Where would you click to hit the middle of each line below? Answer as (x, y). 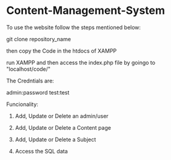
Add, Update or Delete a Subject (55, 139)
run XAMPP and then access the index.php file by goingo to (81, 62)
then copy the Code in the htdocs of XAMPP (62, 51)
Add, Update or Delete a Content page (63, 127)
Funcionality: (22, 104)
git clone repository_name (39, 39)
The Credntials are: (30, 81)
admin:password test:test (38, 92)
